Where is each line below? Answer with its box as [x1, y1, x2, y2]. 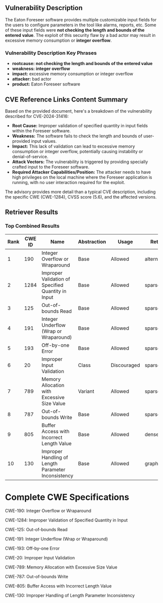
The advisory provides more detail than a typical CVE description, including [5, 189, 156, 195]
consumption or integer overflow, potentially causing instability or [12, 148, 143, 154]
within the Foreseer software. [12, 128, 71, 134]
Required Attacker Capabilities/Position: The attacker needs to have [12, 169, 151, 175]
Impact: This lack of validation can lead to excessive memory [12, 143, 135, 149]
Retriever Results [5, 208, 58, 217]
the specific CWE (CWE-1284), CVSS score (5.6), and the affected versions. [5, 194, 157, 200]
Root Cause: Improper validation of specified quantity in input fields [12, 122, 148, 128]
